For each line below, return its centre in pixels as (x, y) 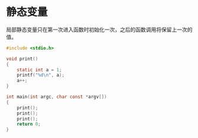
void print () (22, 59)
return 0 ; (29, 124)
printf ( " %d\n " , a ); (41, 75)
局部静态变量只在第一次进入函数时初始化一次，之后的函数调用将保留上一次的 (99, 29)
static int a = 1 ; (39, 70)
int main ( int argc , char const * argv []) (57, 97)
